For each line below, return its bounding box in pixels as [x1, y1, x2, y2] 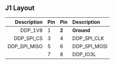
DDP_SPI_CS [14, 34, 43, 41]
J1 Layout [5, 4, 35, 12]
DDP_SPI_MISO [7, 43, 43, 50]
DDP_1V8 [20, 27, 43, 33]
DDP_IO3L [72, 51, 96, 58]
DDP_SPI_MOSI [72, 43, 108, 50]
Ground [72, 27, 91, 33]
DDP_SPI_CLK [72, 34, 104, 41]
